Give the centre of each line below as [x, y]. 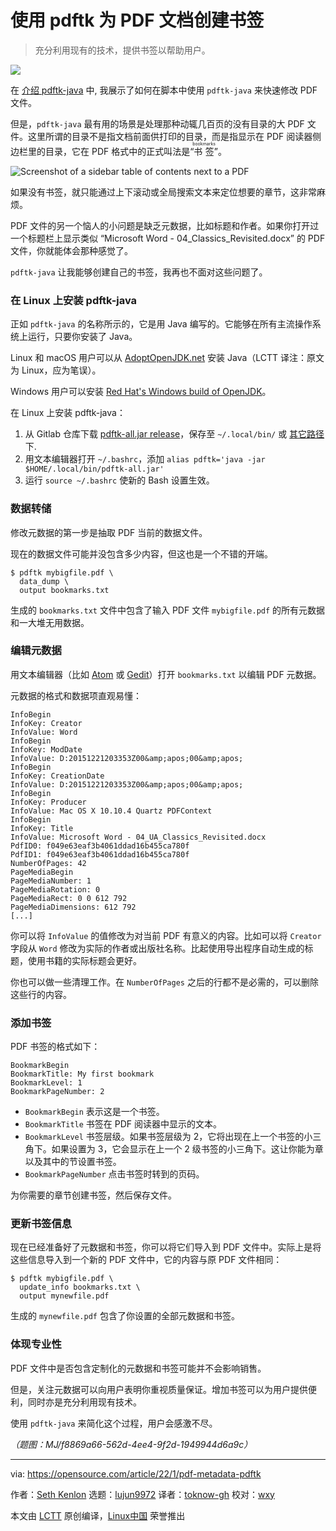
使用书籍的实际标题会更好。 [84, 960]
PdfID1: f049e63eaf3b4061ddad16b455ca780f [100, 854]
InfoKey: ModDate [46, 749]
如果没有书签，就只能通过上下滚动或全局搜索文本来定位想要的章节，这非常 [163, 192]
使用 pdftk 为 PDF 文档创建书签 [137, 20]
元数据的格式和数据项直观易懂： [76, 695]
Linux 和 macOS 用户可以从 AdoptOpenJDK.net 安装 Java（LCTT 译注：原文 [167, 358]
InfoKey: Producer [48, 802]
